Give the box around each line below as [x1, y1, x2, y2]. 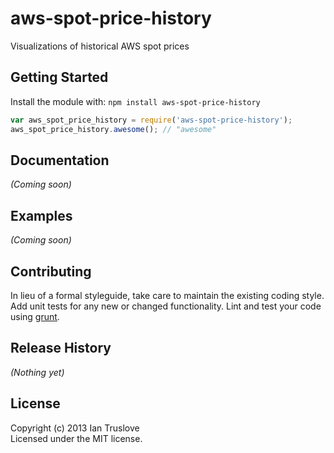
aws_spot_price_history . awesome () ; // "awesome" [10, 124, 217, 134]
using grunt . [10, 310, 60, 322]
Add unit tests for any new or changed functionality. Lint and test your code [10, 300, 322, 312]
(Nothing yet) [10, 366, 65, 378]
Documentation [10, 152, 110, 169]
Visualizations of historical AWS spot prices [10, 40, 190, 52]
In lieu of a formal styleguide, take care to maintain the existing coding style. [10, 289, 325, 301]
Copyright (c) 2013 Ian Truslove [10, 422, 140, 434]
